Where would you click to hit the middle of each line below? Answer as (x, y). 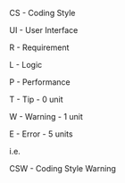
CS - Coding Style (42, 13)
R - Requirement (39, 47)
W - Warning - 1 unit (46, 116)
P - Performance (40, 82)
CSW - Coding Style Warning (62, 168)
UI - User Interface (44, 30)
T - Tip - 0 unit (36, 99)
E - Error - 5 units (41, 134)
